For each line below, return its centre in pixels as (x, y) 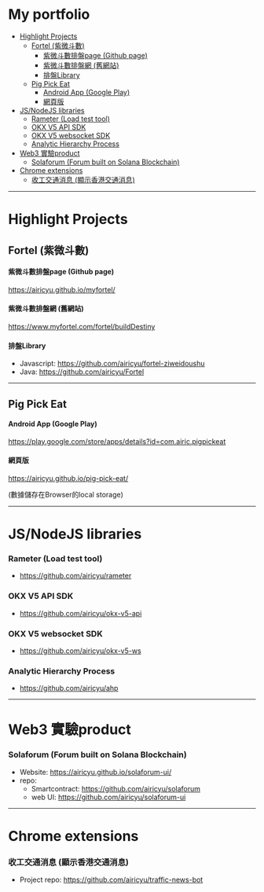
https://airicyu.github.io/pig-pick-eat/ (68, 478)
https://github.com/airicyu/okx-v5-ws (80, 651)
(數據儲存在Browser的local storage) (66, 494)
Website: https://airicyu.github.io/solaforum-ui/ (95, 772)
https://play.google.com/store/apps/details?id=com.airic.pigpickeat (117, 441)
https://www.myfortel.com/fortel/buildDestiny (82, 326)
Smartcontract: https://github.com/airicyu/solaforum (116, 788)
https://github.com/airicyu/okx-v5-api (81, 613)
